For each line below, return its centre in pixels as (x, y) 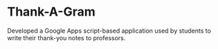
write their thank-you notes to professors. (66, 37)
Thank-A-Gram (51, 12)
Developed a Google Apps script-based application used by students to (109, 31)
